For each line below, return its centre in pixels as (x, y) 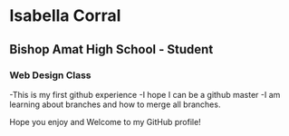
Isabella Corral (65, 16)
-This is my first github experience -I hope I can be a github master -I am (145, 94)
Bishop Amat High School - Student (111, 49)
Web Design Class (50, 75)
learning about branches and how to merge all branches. (115, 104)
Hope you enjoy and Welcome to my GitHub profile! (105, 121)
